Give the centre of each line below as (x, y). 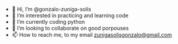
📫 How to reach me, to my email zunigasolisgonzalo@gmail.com (92, 35)
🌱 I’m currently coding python (48, 22)
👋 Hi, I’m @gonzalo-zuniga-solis (51, 9)
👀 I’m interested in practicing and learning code (70, 15)
